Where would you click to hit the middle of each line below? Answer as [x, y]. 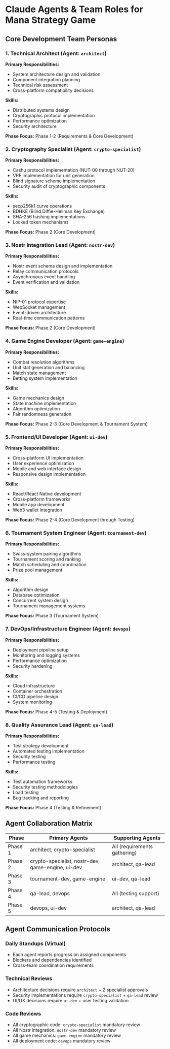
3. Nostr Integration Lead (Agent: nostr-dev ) [60, 245]
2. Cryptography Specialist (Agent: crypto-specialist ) [73, 149]
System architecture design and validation [56, 74]
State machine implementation [44, 403]
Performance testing [34, 762]
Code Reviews [23, 1013]
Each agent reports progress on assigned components [69, 955]
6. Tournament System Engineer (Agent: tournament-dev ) [76, 533]
